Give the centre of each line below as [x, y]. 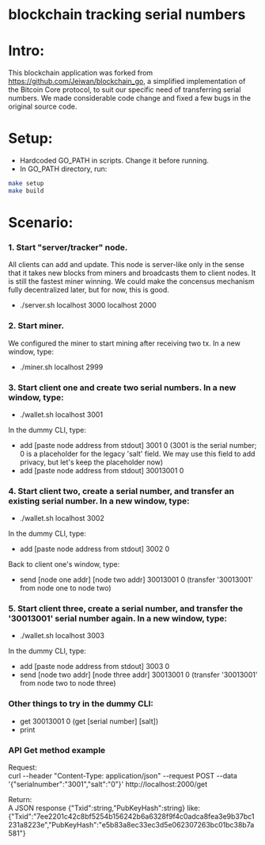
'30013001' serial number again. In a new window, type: [118, 618]
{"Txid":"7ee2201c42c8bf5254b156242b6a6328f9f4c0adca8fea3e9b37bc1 [131, 816]
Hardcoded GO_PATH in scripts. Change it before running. [114, 161]
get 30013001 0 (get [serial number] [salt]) [89, 721]
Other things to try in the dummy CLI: [81, 704]
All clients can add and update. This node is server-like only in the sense [127, 265]
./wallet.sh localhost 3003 [62, 636]
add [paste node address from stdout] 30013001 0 [102, 470]
